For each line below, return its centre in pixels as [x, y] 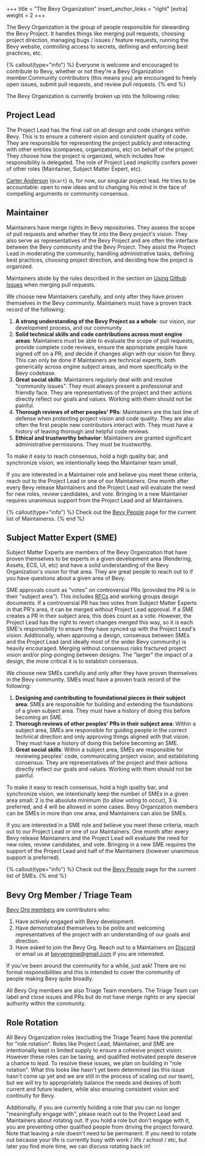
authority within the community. [46, 1004]
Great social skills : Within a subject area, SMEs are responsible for [99, 750]
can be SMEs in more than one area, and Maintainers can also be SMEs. [97, 813]
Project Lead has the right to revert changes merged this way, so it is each [100, 623]
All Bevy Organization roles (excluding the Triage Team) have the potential [99, 1037]
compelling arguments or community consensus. [68, 193]
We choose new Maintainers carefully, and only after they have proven [95, 296]
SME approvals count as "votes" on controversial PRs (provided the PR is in [101, 590]
